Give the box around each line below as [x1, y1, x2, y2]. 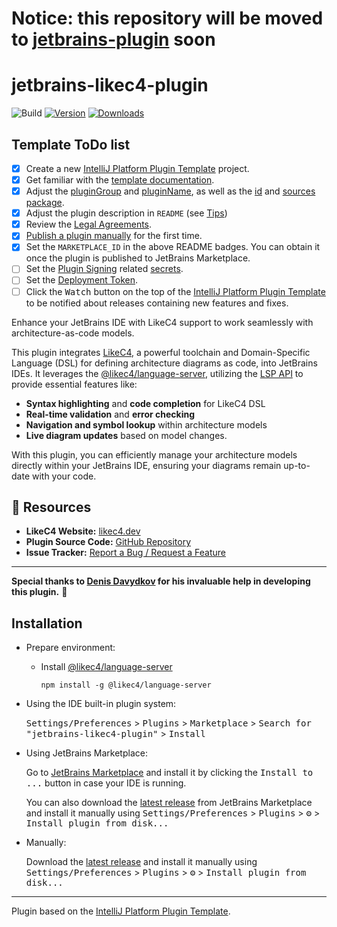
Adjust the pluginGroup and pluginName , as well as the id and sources [25, 185, 316, 197]
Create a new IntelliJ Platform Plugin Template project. [25, 162, 250, 174]
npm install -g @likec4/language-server [40, 680, 212, 691]
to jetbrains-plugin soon [11, 28, 216, 51]
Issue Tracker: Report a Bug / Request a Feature [25, 547, 226, 559]
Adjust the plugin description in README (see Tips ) [25, 207, 228, 219]
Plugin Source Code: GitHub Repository [25, 536, 192, 548]
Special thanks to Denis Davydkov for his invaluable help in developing [11, 575, 311, 587]
